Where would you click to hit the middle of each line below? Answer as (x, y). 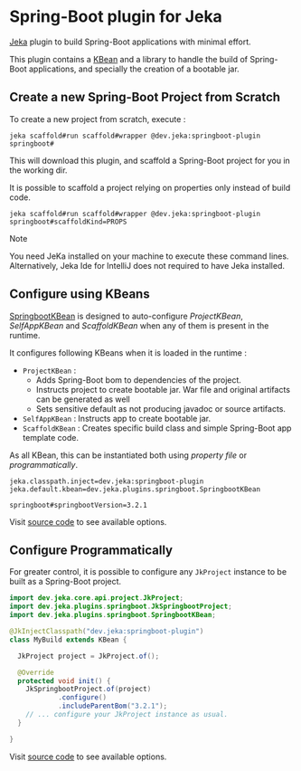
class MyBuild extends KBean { (68, 640)
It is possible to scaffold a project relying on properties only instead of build (150, 187)
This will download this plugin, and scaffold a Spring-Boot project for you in (150, 160)
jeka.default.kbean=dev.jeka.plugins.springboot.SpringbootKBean (135, 489)
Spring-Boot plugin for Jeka (116, 17)
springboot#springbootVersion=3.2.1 (78, 505)
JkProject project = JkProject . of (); (89, 656)
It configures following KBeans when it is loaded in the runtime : (128, 352)
